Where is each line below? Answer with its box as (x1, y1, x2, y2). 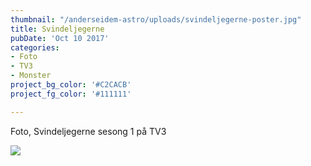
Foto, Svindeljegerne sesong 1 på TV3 (10, 125, 167, 137)
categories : (10, 42, 60, 53)
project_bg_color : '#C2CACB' (10, 80, 132, 90)
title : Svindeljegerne (10, 24, 105, 34)
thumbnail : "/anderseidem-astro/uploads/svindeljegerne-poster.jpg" (10, 14, 302, 25)
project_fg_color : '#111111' (10, 89, 132, 99)
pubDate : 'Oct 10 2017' (10, 33, 110, 43)
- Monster (10, 71, 52, 81)
